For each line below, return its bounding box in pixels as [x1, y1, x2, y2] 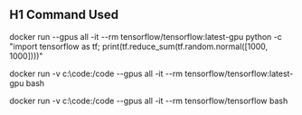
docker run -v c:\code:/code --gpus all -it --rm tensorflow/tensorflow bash [9, 95, 288, 106]
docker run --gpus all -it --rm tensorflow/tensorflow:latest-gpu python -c [9, 31, 282, 42]
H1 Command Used [9, 7, 119, 23]
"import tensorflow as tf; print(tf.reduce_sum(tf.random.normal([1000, [9, 41, 269, 52]
